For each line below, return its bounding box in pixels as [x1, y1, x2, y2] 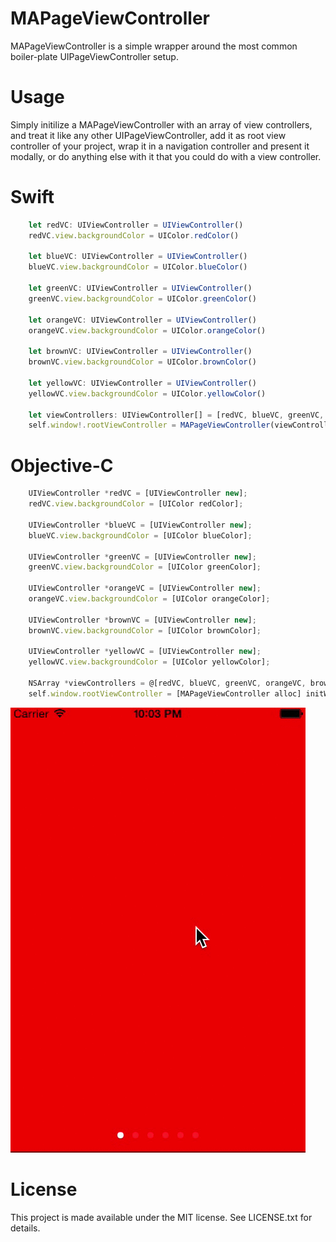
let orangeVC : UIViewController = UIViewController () [28, 315, 257, 325]
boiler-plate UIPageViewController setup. [10, 50, 179, 62]
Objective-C [10, 454, 114, 477]
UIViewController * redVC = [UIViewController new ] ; [28, 488, 248, 499]
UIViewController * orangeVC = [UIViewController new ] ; [28, 583, 262, 594]
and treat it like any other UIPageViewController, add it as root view [10, 129, 287, 141]
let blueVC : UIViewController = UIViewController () [28, 252, 248, 262]
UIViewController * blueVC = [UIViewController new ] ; [28, 520, 253, 530]
